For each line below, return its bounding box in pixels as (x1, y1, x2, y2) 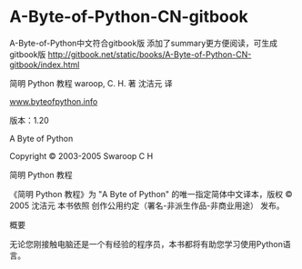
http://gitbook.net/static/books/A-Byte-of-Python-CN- (47, 48, 252, 60)
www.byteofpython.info (9, 95, 98, 106)
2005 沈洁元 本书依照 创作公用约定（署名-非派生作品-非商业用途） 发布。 (9, 200, 285, 211)
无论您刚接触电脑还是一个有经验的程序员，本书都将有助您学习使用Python (9, 238, 284, 249)
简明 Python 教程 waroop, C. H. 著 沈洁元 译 (9, 77, 173, 88)
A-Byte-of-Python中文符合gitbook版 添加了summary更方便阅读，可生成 (9, 37, 278, 48)
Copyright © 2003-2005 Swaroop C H (9, 150, 154, 161)
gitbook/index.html (9, 59, 80, 70)
